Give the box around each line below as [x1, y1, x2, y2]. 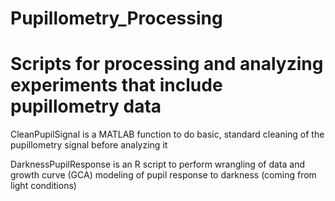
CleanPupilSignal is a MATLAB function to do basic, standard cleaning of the [10, 128, 325, 141]
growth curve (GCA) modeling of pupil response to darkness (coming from [10, 169, 317, 181]
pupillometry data [10, 95, 162, 118]
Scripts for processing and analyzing [10, 53, 324, 76]
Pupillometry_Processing [10, 7, 223, 30]
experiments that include [10, 74, 223, 97]
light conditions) [10, 180, 77, 192]
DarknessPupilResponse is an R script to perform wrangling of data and [10, 158, 305, 171]
